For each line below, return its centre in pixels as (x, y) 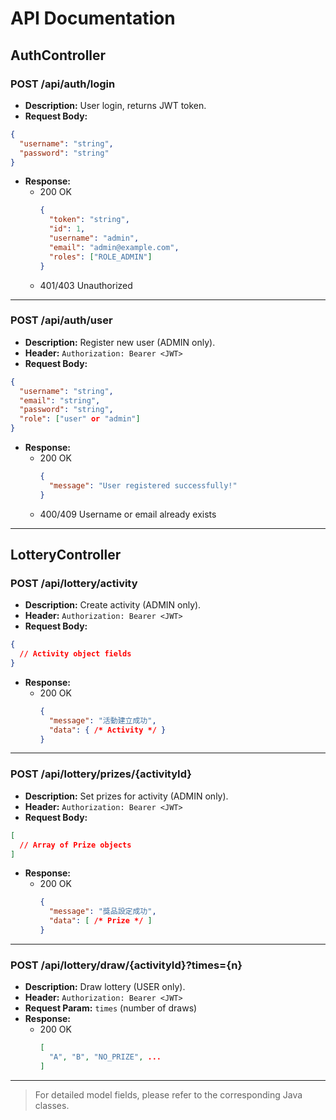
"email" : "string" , (60, 400)
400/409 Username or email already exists (128, 514)
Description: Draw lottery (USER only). (105, 987)
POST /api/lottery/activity (74, 583)
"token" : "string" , (89, 220)
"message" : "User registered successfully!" (143, 485)
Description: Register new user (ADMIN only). (120, 342)
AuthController (58, 55)
